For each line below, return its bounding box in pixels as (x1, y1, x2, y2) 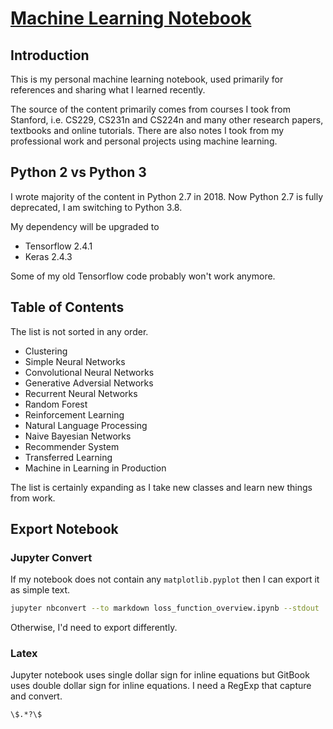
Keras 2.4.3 (24, 250, 73, 262)
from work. (10, 492, 56, 504)
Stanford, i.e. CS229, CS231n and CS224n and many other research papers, (10, 114, 324, 126)
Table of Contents (10, 299, 125, 316)
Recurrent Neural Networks (24, 387, 138, 399)
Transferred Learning (24, 451, 113, 463)
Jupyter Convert (10, 550, 93, 564)
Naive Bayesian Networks (24, 430, 132, 442)
